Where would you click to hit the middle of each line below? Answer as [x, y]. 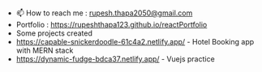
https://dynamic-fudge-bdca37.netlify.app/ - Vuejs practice [115, 59]
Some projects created [54, 33]
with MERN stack [45, 50]
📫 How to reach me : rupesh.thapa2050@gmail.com [104, 13]
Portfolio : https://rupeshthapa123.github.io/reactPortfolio [112, 25]
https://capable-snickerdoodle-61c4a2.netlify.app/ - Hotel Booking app [135, 42]
